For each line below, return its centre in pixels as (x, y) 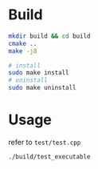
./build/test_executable (49, 157)
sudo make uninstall (43, 88)
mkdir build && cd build (49, 36)
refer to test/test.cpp (45, 142)
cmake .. (23, 43)
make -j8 (23, 51)
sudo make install (39, 73)
